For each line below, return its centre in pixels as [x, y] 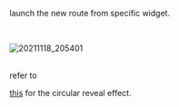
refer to [24, 75]
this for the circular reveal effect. [70, 93]
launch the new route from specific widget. [90, 13]
